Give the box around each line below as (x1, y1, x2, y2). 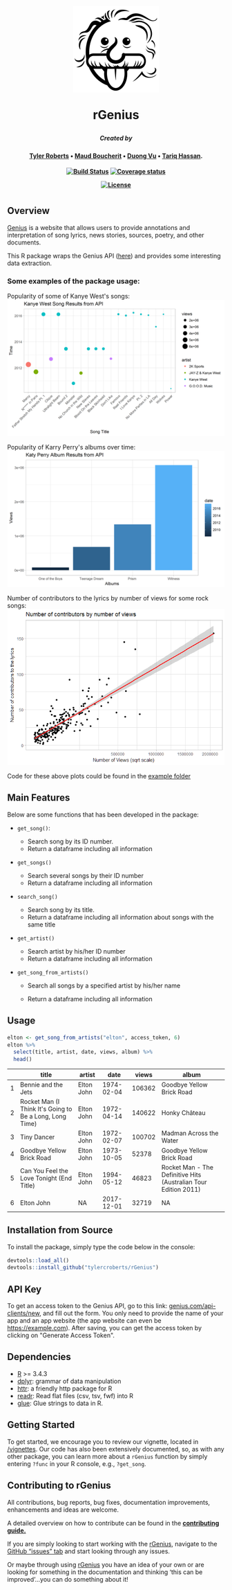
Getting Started (7, 1419, 75, 1431)
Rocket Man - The (161, 1163, 214, 1171)
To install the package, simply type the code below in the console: (7, 1242, 195, 1251)
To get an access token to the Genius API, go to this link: (7, 1302, 168, 1310)
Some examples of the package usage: (7, 276, 140, 286)
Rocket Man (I (20, 1098, 60, 1106)
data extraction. (7, 259, 52, 267)
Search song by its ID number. (27, 837, 114, 846)
